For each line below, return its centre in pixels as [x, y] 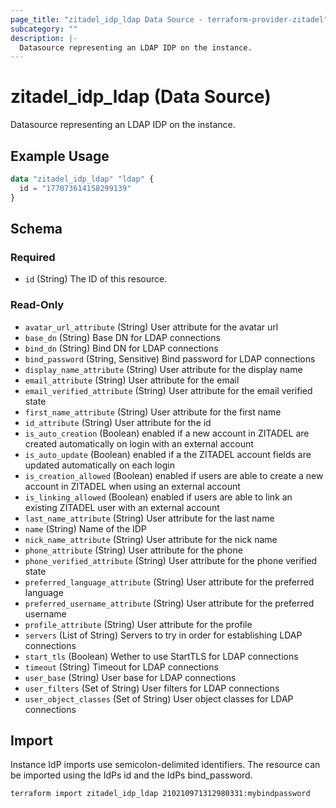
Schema [36, 229]
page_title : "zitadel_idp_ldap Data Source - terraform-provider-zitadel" [169, 19]
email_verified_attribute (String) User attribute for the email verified [168, 390]
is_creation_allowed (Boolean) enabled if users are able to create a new [174, 475]
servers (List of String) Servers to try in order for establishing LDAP [163, 635]
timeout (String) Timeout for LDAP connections [121, 667]
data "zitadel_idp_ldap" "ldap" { [82, 179]
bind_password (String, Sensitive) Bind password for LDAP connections [170, 358]
